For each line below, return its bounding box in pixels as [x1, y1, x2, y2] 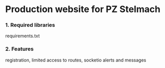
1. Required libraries [5, 22, 55, 29]
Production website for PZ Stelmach [5, 4, 161, 15]
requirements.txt [5, 33, 40, 39]
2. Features [5, 45, 34, 52]
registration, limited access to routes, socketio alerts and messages [5, 57, 146, 63]
